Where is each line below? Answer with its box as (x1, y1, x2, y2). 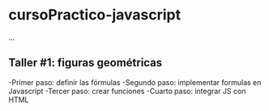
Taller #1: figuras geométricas (8, 56, 163, 70)
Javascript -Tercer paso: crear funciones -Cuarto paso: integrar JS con (8, 86, 246, 96)
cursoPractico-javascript (8, 6, 181, 24)
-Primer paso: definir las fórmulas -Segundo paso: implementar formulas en (8, 77, 262, 87)
